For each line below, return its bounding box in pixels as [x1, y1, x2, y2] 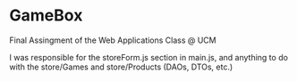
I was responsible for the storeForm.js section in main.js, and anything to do [9, 52, 289, 62]
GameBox [9, 5, 83, 26]
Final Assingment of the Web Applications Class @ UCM [9, 35, 216, 45]
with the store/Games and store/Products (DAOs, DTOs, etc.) [9, 61, 233, 72]
